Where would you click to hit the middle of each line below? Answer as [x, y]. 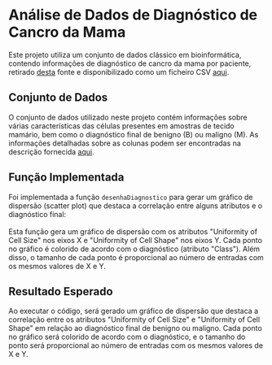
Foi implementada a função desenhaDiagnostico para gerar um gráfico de [131, 197]
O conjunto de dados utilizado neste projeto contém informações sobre [128, 117]
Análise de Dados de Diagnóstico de [133, 15]
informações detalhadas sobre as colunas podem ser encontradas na [125, 143]
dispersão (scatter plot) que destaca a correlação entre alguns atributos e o [136, 206]
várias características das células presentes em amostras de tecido [121, 126]
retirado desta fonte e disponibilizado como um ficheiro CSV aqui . [119, 72]
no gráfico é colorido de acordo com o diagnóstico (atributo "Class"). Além [134, 249]
